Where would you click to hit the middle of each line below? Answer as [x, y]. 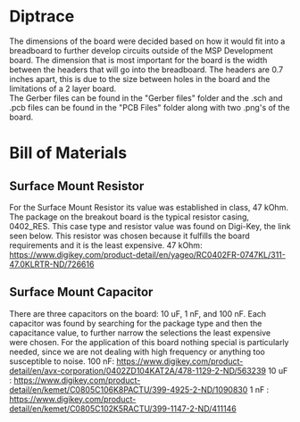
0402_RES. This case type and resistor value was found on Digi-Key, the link [150, 226]
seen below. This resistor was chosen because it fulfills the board [129, 236]
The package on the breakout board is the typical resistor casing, [129, 217]
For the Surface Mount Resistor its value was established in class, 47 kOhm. [149, 207]
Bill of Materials [68, 153]
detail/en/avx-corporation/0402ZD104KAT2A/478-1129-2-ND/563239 [137, 370]
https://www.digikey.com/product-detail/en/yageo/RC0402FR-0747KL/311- [147, 254]
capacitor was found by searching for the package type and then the [136, 323]
